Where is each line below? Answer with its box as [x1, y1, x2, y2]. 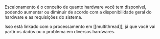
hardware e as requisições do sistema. [4, 14, 83, 20]
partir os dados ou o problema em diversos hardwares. [4, 29, 115, 34]
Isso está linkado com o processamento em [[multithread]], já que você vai [4, 24, 156, 29]
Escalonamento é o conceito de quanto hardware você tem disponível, [4, 4, 147, 10]
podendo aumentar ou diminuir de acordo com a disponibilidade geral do [4, 9, 152, 15]
